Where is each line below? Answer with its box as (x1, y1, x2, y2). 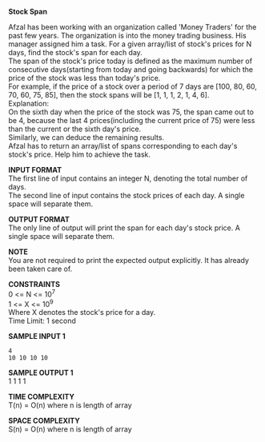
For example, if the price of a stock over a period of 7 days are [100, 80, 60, (8, 82, 258, 91)
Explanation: (8, 99, 50, 108)
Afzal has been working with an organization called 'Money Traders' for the (8, 22, 257, 31)
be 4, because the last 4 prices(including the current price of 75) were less (8, 116, 255, 125)
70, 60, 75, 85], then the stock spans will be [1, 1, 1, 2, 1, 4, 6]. (8, 90, 210, 99)
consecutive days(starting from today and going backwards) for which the (8, 65, 254, 74)
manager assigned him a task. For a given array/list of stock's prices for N (8, 39, 252, 49)
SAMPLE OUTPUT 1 (8, 368, 74, 378)
